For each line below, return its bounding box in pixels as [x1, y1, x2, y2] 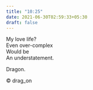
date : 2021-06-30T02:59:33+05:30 [6, 14, 88, 20]
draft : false [6, 19, 38, 25]
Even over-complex [6, 42, 53, 49]
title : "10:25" [6, 8, 43, 15]
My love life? [6, 36, 37, 43]
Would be [6, 48, 29, 55]
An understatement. [6, 54, 54, 62]
